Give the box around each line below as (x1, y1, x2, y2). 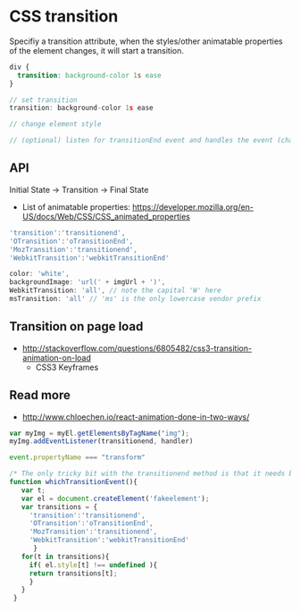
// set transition (9, 96, 78, 105)
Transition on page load (9, 319, 144, 334)
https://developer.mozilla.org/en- (132, 201, 254, 212)
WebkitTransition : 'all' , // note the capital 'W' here (9, 286, 221, 296)
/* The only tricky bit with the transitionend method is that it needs (9, 469, 286, 479)
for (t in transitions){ (21, 552, 110, 561)
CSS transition (9, 6, 119, 27)
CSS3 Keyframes (35, 362, 99, 372)
